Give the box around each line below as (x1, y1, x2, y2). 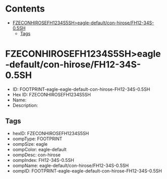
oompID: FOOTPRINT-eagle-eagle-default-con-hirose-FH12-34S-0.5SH (12, 167, 162, 174)
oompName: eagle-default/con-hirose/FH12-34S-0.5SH (12, 162, 129, 168)
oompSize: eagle (12, 141, 48, 147)
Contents (5, 3, 45, 15)
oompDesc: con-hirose (12, 152, 61, 158)
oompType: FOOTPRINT (12, 136, 63, 142)
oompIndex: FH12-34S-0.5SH (12, 157, 74, 163)
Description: (12, 102, 38, 108)
